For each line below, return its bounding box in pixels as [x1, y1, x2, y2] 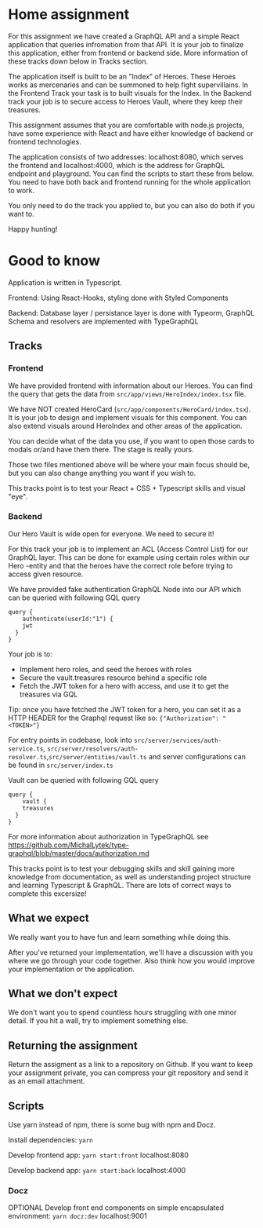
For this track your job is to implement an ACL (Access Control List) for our [8, 544, 249, 554]
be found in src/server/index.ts [8, 760, 113, 769]
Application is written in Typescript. [8, 277, 123, 287]
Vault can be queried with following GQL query [8, 775, 159, 784]
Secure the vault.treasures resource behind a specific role [19, 673, 207, 682]
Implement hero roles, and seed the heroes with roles [19, 664, 192, 674]
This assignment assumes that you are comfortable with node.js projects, [8, 120, 245, 130]
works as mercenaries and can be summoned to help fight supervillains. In [8, 80, 249, 90]
